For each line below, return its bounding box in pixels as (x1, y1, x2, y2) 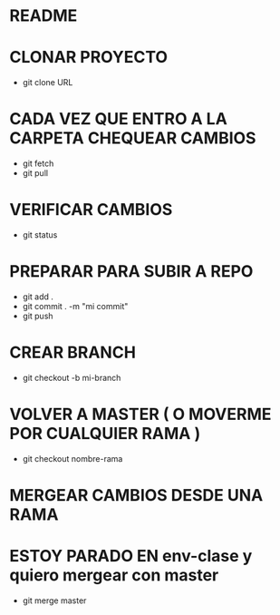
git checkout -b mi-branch (22, 372, 121, 383)
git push (22, 310, 53, 321)
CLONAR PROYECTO (9, 47, 169, 68)
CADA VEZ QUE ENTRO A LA (9, 109, 228, 130)
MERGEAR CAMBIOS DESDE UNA (9, 485, 264, 505)
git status (22, 229, 58, 240)
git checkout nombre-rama (22, 453, 123, 464)
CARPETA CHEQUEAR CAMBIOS (9, 128, 256, 149)
